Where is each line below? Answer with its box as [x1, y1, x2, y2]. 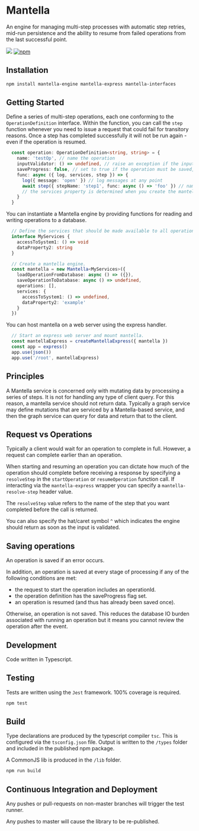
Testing [6, 673, 35, 683]
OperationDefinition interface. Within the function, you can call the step [6, 119, 183, 126]
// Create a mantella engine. [11, 261, 86, 267]
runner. [6, 807, 24, 814]
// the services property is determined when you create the [21, 188, 176, 195]
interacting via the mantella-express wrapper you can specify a [6, 482, 161, 489]
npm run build [6, 768, 41, 774]
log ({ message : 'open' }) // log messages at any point [21, 177, 163, 183]
